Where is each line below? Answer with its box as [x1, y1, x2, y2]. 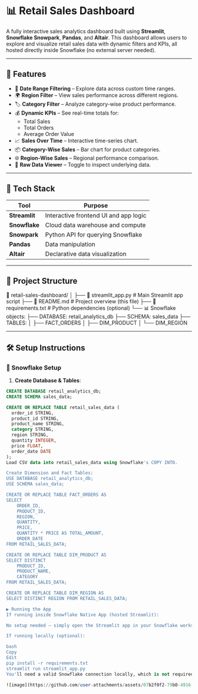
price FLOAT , [11, 443, 44, 449]
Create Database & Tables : [14, 377, 81, 384]
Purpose [83, 201, 108, 209]
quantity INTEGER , [11, 437, 57, 443]
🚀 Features [6, 69, 47, 79]
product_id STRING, [11, 416, 60, 421]
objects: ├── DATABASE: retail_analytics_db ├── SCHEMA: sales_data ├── [6, 313, 191, 320]
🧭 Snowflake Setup [6, 364, 62, 372]
